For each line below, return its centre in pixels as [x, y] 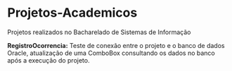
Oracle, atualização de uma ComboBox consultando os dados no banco [111, 53]
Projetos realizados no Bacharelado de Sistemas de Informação [99, 32]
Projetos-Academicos [72, 13]
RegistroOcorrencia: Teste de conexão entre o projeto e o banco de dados [116, 45]
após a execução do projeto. [49, 60]
